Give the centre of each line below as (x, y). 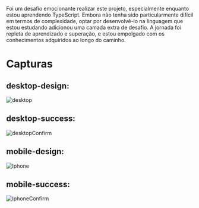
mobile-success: (38, 185)
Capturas (30, 64)
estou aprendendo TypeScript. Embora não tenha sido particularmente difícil (100, 15)
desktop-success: (41, 119)
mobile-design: (35, 151)
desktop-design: (38, 86)
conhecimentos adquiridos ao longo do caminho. (66, 40)
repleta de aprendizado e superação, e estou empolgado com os (86, 34)
